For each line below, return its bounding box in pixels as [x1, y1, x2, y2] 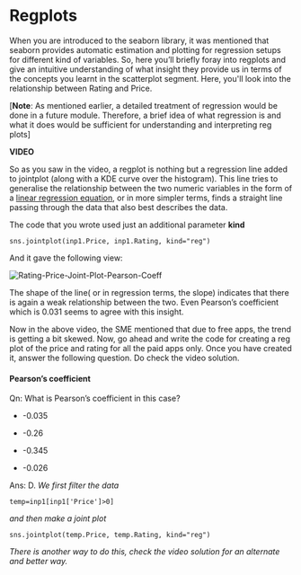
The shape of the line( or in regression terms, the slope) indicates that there [9, 287, 289, 297]
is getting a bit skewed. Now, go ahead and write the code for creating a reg [9, 333, 290, 344]
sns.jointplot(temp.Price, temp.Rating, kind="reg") [9, 531, 211, 540]
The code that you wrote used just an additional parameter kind [9, 219, 245, 230]
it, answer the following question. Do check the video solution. [9, 352, 240, 363]
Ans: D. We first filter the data [9, 480, 120, 491]
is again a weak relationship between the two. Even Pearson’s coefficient [9, 296, 279, 307]
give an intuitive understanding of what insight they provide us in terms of [9, 64, 282, 75]
